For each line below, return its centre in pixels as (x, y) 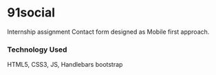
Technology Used (37, 50)
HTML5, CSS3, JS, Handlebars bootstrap (65, 65)
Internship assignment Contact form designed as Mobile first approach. (108, 32)
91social (31, 13)
